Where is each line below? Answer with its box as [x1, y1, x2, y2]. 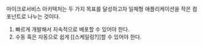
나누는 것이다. [27, 13, 61, 20]
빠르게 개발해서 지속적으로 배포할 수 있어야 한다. [15, 26, 130, 33]
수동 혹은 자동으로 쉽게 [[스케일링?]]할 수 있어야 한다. [15, 33, 142, 41]
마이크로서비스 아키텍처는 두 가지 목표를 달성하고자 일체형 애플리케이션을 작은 [6, 5, 191, 12]
